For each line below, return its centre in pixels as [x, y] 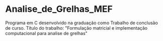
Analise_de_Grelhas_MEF [59, 9]
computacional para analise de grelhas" [47, 33]
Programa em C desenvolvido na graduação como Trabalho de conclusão [82, 23]
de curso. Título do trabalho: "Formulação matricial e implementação [76, 28]
